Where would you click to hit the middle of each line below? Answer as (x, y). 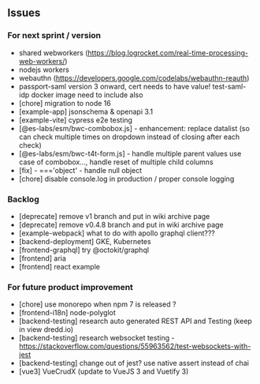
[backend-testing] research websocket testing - (97, 338)
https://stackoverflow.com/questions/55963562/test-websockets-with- (135, 346)
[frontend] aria (42, 258)
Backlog (24, 199)
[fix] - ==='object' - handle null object (80, 170)
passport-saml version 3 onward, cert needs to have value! (115, 86)
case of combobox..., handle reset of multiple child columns (116, 162)
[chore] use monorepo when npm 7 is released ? (97, 304)
